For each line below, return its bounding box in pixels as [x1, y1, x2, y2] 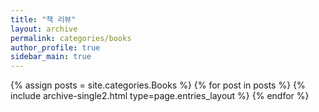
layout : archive [10, 24, 78, 34]
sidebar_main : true [10, 52, 92, 62]
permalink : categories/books [10, 33, 132, 43]
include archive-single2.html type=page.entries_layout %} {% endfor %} [10, 90, 310, 102]
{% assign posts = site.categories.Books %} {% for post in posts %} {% [10, 79, 306, 91]
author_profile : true [10, 42, 101, 53]
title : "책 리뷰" [10, 14, 77, 25]
